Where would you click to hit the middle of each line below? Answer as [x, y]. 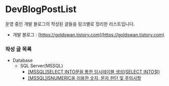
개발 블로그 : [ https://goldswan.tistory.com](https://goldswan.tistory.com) [88, 34]
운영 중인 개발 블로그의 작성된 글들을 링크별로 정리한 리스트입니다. [70, 24]
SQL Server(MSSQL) [41, 66]
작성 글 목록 [18, 49]
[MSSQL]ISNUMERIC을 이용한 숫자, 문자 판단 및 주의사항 [85, 78]
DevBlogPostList [41, 9]
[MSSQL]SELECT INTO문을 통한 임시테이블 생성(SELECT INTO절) [94, 72]
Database [23, 60]
